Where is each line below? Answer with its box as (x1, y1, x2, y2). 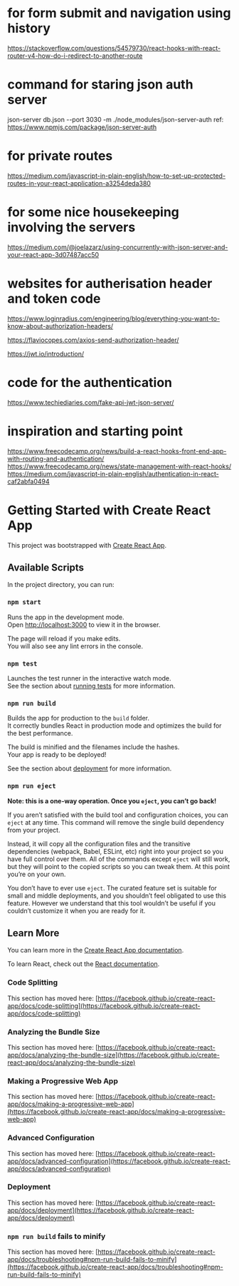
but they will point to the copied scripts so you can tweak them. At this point (7, 862, 230, 870)
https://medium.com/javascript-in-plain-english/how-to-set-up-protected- (7, 171, 226, 180)
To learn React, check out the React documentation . (7, 960, 160, 968)
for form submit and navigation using (7, 5, 231, 21)
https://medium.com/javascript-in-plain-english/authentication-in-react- (7, 469, 219, 478)
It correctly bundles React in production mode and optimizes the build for (7, 721, 222, 730)
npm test (7, 659, 38, 668)
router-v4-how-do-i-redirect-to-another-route (7, 51, 143, 60)
